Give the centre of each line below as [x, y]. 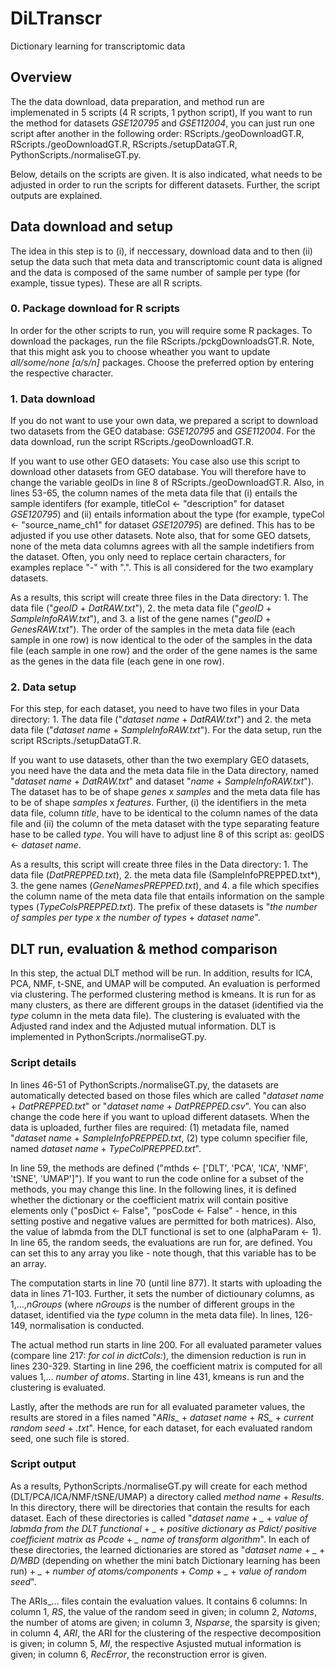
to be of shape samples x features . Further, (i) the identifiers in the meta [158, 803]
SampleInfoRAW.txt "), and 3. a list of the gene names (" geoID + [141, 619]
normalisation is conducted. [87, 1325]
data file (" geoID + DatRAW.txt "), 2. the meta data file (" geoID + [141, 608]
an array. [28, 1263]
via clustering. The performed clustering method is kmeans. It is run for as [163, 994]
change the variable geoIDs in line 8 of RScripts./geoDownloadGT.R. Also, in [167, 483]
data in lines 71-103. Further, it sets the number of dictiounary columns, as [162, 1293]
